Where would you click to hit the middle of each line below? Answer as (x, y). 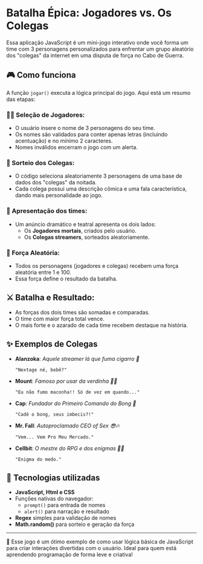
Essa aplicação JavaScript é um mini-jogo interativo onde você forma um (97, 42)
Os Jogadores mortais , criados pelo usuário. (80, 230)
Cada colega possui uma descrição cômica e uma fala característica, (101, 189)
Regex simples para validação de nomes (66, 518)
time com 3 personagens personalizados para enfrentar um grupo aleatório (100, 49)
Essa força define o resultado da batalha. (66, 279)
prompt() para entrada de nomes (65, 505)
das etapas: (21, 99)
